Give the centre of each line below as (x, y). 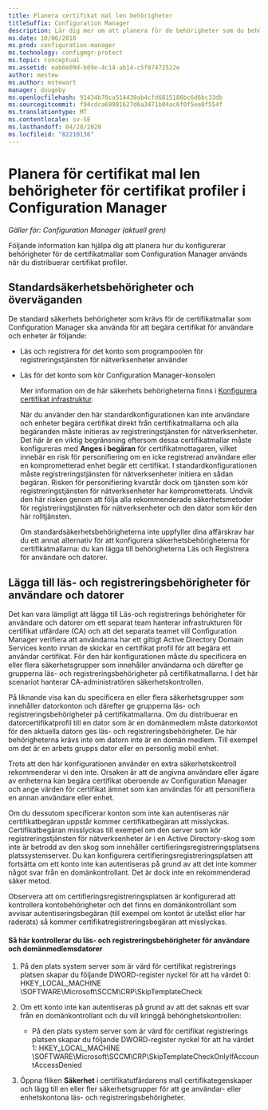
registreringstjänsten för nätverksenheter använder (104, 360)
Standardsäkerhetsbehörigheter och (101, 287)
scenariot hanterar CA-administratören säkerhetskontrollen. (106, 682)
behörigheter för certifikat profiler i (127, 190)
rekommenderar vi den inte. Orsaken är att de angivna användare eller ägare (134, 772)
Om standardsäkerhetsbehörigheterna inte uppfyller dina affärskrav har (137, 532)
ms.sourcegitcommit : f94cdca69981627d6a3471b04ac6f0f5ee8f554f (116, 105)
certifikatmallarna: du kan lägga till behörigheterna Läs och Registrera (134, 549)
